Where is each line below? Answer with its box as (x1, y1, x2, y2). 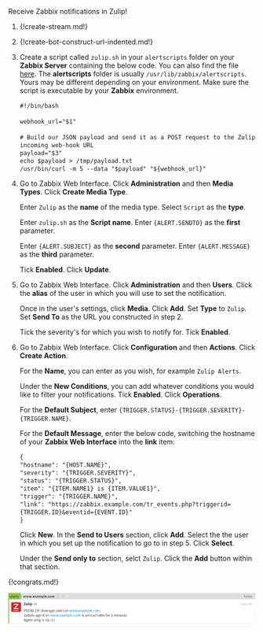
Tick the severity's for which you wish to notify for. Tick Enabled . (19, 327, 231, 337)
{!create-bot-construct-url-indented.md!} (19, 37, 153, 46)
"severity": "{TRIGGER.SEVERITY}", (19, 469, 137, 477)
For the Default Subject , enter (19, 405, 118, 414)
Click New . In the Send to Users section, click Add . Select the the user (19, 530, 249, 539)
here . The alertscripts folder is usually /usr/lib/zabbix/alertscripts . (19, 69, 247, 78)
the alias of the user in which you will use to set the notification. (19, 289, 227, 298)
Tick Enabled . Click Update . (19, 265, 111, 274)
